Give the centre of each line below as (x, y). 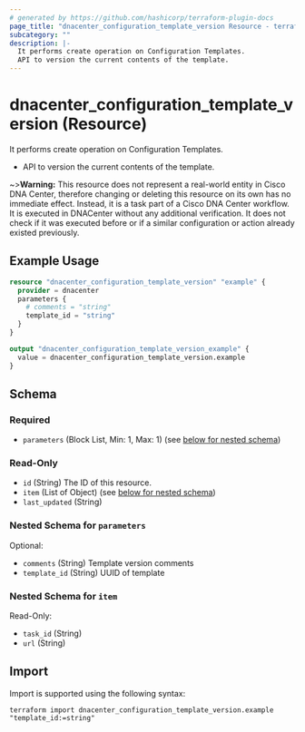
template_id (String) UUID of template (93, 572)
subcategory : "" (40, 34)
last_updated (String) (62, 502)
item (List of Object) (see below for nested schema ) (119, 493)
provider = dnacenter (59, 290)
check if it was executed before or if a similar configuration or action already (152, 222)
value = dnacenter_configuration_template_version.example (132, 357)
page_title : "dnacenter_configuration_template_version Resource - (140, 26)
